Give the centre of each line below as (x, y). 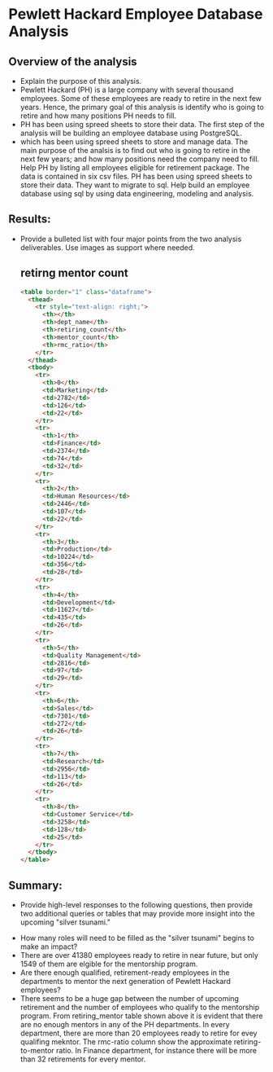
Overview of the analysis (73, 62)
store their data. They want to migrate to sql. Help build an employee (135, 185)
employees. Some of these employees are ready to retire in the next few (141, 98)
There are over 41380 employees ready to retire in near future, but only (139, 955)
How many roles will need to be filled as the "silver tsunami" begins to (137, 938)
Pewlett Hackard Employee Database (136, 14)
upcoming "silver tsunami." (65, 922)
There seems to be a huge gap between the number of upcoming (130, 998)
